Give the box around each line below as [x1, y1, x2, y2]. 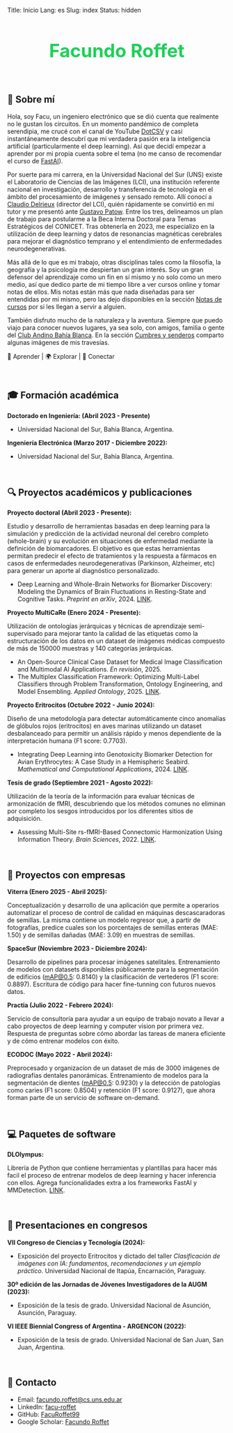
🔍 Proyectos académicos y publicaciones [7, 487, 193, 498]
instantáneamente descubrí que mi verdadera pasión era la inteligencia [7, 134, 211, 142]
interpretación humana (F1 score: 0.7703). [7, 736, 127, 745]
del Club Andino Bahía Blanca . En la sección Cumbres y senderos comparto [7, 331, 225, 339]
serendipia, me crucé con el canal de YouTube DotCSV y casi [7, 127, 183, 135]
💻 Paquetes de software [7, 1128, 116, 1140]
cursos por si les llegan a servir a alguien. [7, 302, 127, 311]
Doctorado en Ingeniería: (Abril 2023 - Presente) [7, 411, 151, 419]
